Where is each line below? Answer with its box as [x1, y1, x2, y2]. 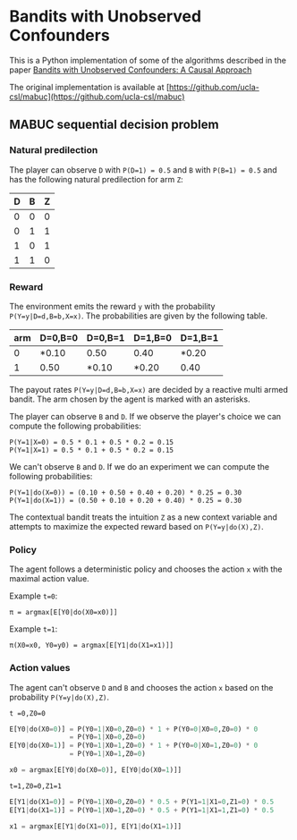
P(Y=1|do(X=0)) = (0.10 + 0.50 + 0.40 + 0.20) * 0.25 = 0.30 [9, 488, 242, 497]
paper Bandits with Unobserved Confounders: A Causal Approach [9, 64, 252, 75]
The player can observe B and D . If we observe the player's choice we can [9, 411, 282, 421]
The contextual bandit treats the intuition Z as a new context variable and [9, 512, 277, 522]
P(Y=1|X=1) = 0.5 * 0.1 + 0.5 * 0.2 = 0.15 [9, 445, 174, 454]
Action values [9, 662, 71, 675]
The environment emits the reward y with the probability [9, 301, 216, 311]
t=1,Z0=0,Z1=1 [9, 781, 63, 791]
